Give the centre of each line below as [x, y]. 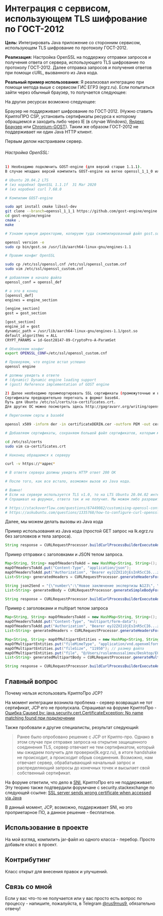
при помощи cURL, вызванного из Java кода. [52, 72]
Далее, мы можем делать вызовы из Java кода [54, 522]
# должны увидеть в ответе [32, 375]
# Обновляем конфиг [25, 349]
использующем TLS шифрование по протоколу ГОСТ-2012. [66, 48]
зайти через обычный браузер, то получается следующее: [66, 92]
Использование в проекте [47, 828]
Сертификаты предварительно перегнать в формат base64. [63, 398]
